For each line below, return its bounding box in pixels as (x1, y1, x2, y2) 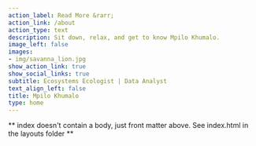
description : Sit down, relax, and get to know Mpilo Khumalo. (8, 33, 221, 42)
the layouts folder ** (8, 129, 74, 138)
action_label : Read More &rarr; (8, 11, 114, 20)
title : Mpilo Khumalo (8, 92, 80, 100)
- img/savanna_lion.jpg (8, 56, 87, 64)
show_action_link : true (8, 63, 87, 71)
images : (8, 48, 34, 56)
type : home (8, 99, 44, 107)
